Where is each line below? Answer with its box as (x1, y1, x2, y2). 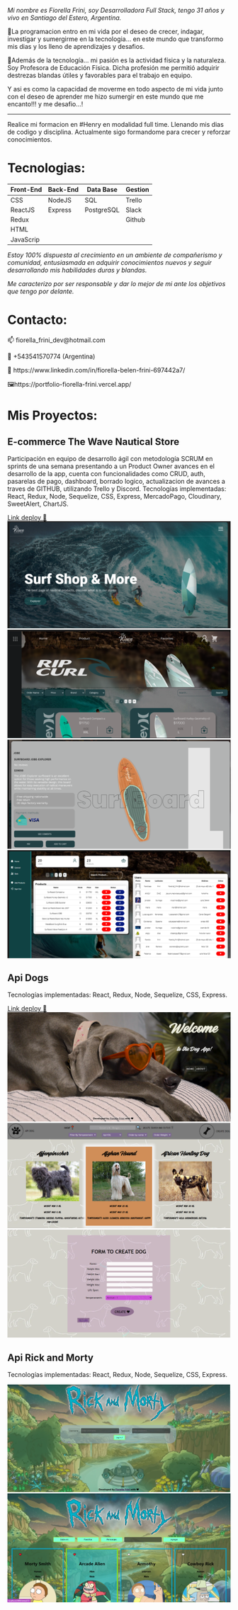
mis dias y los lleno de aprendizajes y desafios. (7, 42, 145, 50)
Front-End (10, 186, 42, 194)
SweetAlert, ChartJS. (7, 499, 69, 509)
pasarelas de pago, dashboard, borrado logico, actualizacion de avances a (7, 477, 225, 486)
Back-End (47, 186, 79, 194)
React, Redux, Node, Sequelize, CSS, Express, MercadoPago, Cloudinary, (7, 492, 222, 501)
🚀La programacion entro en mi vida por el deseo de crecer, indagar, (7, 28, 205, 35)
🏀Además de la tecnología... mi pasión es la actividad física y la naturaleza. (7, 56, 227, 64)
